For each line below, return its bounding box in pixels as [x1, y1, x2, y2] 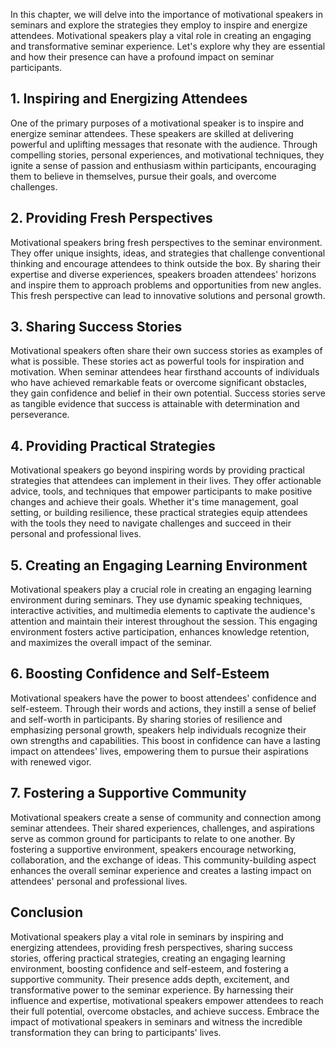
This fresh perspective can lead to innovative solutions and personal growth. [10, 289, 326, 301]
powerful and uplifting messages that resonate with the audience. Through [10, 138, 318, 150]
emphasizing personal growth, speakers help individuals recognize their [10, 724, 307, 736]
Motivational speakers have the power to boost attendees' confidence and [10, 692, 317, 704]
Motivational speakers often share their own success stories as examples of [10, 345, 323, 357]
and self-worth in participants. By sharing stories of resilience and [10, 713, 283, 725]
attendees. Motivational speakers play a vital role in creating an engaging [10, 30, 312, 41]
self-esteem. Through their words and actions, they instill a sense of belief [10, 702, 317, 714]
